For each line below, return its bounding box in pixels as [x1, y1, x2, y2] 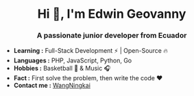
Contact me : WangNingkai [13, 82, 91, 90]
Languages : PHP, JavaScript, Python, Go [13, 56, 132, 64]
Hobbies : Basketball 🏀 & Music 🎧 [13, 64, 111, 73]
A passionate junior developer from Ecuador [36, 31, 187, 40]
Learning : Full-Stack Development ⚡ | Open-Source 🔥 [13, 47, 168, 55]
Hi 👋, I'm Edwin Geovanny [37, 6, 186, 22]
